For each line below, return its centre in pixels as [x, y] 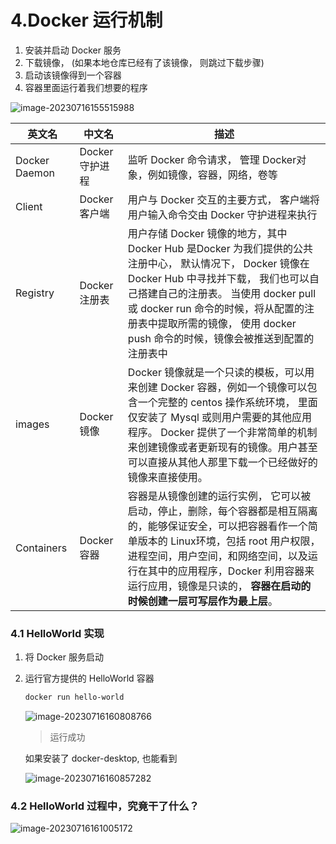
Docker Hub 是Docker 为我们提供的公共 [220, 248]
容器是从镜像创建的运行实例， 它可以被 [219, 496]
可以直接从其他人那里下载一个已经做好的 [222, 462]
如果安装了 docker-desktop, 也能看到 [101, 758]
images [32, 424]
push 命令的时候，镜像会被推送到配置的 [221, 338]
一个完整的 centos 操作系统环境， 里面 [227, 402]
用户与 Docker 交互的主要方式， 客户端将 [223, 199]
